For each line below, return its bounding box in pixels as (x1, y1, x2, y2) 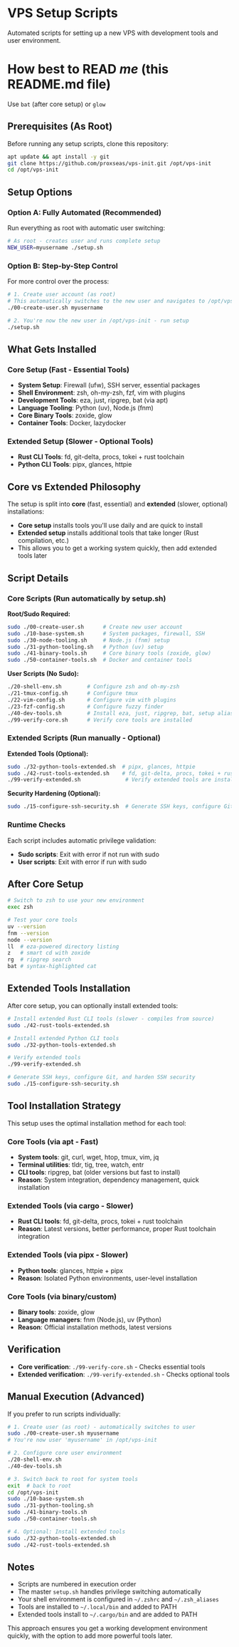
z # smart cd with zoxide (7, 950, 91, 957)
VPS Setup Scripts (7, 5, 119, 21)
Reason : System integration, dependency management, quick (17, 1175, 199, 1184)
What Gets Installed (7, 343, 97, 355)
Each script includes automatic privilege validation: (7, 836, 156, 845)
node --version (7, 936, 53, 943)
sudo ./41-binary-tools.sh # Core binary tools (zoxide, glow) (7, 650, 212, 657)
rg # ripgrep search (7, 956, 72, 963)
